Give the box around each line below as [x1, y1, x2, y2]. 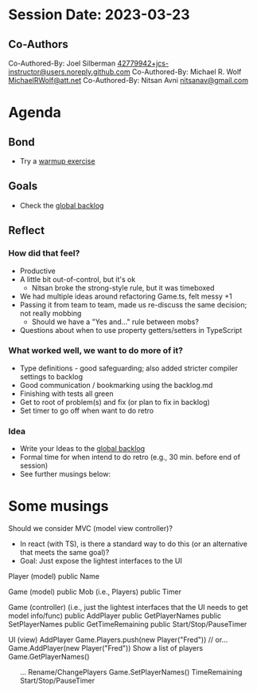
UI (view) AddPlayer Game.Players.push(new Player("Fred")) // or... [8, 635, 228, 644]
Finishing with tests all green [19, 389, 114, 398]
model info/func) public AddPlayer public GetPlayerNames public [8, 611, 222, 620]
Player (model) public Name [8, 572, 99, 581]
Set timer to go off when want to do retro [19, 406, 154, 415]
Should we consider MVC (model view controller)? [8, 524, 173, 533]
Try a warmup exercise [19, 156, 95, 165]
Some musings [8, 497, 109, 516]
